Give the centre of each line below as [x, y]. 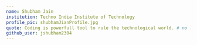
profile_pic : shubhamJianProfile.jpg [52, 22]
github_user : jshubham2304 [39, 33]
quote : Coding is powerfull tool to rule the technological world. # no [97, 28]
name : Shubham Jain [30, 11]
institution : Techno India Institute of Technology [70, 17]
